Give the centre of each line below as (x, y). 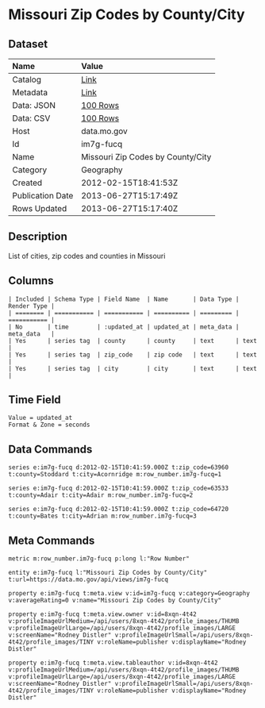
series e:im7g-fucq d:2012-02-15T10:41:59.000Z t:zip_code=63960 (118, 468)
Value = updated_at (40, 418)
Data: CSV (31, 118)
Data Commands (50, 449)
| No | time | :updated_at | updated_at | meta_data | (124, 327)
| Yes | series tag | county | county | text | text (133, 341)
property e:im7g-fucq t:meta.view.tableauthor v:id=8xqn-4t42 (113, 663)
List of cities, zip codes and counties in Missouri (87, 256)
